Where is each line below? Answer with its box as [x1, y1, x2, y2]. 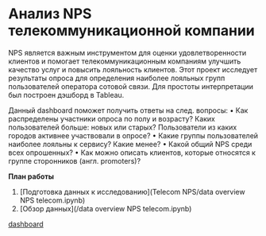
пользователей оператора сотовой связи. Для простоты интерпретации [8, 81, 254, 91]
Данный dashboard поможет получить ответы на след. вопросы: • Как [8, 105, 249, 115]
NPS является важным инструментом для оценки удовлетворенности [8, 48, 247, 57]
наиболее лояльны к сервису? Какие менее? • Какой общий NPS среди [8, 139, 253, 149]
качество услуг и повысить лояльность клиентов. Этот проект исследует [8, 64, 258, 74]
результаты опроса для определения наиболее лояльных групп [8, 73, 226, 83]
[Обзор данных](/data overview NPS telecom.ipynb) [19, 203, 192, 213]
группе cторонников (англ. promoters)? [8, 156, 141, 165]
